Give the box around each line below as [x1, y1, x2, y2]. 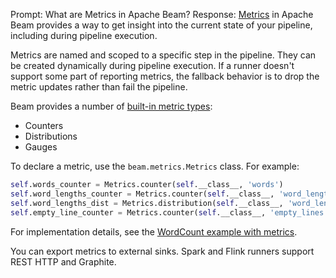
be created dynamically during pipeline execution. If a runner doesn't [10, 60, 295, 71]
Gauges [24, 141, 58, 153]
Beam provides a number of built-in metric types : [10, 100, 213, 112]
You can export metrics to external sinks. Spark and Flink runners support [10, 245, 315, 257]
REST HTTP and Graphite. [10, 255, 117, 268]
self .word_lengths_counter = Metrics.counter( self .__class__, [10, 189, 275, 199]
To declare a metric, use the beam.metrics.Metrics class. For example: [10, 160, 300, 172]
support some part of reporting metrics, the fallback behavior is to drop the [10, 70, 320, 82]
